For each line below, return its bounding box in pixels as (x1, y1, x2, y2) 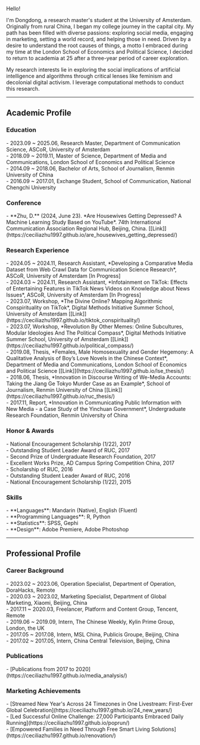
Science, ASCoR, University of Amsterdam (6, 146, 110, 153)
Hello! (6, 5, 21, 12)
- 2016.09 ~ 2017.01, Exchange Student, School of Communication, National (6, 177, 192, 184)
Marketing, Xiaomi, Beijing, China (6, 599, 87, 606)
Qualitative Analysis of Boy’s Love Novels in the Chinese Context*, (6, 355, 168, 362)
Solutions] (151, 726, 177, 733)
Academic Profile (6, 108, 71, 118)
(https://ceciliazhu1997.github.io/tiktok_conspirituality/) (6, 317, 140, 324)
